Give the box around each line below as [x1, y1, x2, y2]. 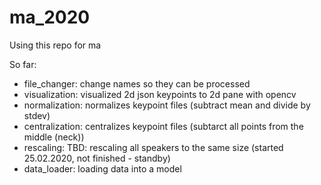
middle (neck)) [23, 131, 85, 143]
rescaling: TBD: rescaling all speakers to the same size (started [23, 141, 284, 153]
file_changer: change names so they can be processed [23, 77, 251, 90]
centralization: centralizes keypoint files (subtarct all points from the [23, 120, 304, 132]
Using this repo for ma [9, 39, 102, 51]
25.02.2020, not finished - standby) [23, 152, 171, 164]
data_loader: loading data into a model [23, 162, 182, 175]
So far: [9, 58, 37, 70]
